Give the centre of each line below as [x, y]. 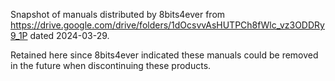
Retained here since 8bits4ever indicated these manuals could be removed [164, 55]
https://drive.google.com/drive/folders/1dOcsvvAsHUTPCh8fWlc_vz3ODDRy [167, 25]
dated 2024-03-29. [69, 35]
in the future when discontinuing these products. [111, 65]
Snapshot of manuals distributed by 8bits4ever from [118, 14]
